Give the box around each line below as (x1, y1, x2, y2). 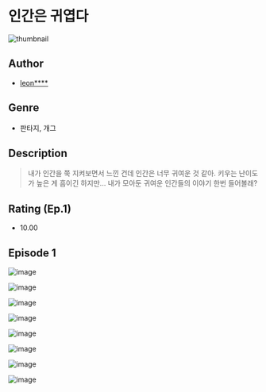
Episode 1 (8, 246, 57, 259)
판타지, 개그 (19, 123, 57, 133)
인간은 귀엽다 (8, 7, 89, 25)
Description (8, 146, 67, 159)
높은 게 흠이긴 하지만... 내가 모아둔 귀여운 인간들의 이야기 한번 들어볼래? (36, 179, 258, 188)
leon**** (19, 78, 49, 87)
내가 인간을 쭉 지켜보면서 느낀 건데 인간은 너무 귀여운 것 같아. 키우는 (27, 168, 237, 179)
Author (8, 57, 44, 71)
